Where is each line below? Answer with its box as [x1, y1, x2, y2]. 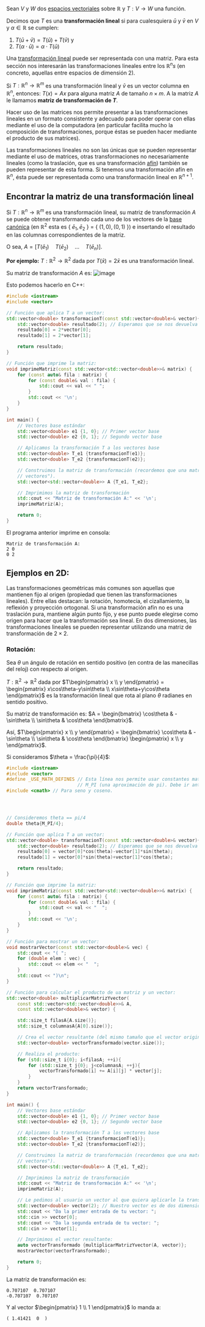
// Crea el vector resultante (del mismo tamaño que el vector [17, 1034, 182, 1041]
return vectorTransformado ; [17, 1085, 88, 1092]
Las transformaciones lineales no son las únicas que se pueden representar [6, 146, 197, 153]
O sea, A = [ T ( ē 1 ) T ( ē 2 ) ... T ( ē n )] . [6, 243, 103, 252]
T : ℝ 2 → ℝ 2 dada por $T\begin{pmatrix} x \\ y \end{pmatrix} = [6, 677, 165, 686]
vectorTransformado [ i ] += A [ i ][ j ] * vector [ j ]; [38, 1068, 163, 1074]
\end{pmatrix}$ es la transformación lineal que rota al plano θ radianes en [6, 692, 192, 699]
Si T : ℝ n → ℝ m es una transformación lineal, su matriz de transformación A [6, 207, 196, 216]
